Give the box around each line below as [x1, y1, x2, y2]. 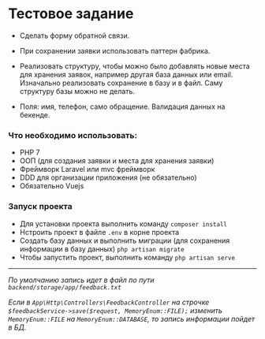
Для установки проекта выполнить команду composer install [19, 218, 227, 229]
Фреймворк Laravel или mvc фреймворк [19, 165, 155, 174]
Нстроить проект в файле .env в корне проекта [19, 227, 180, 237]
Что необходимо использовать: [8, 129, 138, 140]
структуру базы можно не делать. [19, 86, 136, 95]
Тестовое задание [8, 5, 134, 23]
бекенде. [19, 110, 50, 119]
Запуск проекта [8, 201, 73, 212]
